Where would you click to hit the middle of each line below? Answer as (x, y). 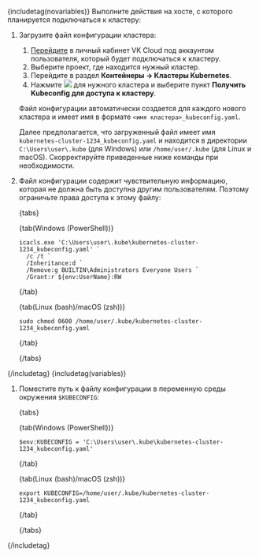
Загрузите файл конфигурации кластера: (87, 35)
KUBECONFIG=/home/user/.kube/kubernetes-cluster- (127, 493)
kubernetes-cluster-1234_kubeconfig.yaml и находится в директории (133, 140)
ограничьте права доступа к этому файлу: (90, 197)
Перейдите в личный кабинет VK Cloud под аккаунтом (122, 50)
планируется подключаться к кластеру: (74, 20)
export (30, 493)
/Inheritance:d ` (55, 263)
